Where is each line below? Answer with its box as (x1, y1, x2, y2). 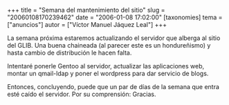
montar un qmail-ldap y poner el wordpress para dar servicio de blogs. (7, 69, 209, 77)
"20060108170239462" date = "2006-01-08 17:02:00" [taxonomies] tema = (7, 13, 223, 21)
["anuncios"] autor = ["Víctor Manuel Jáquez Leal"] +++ (7, 21, 167, 28)
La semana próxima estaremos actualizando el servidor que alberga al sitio (7, 34, 221, 42)
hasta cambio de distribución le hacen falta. (7, 48, 132, 57)
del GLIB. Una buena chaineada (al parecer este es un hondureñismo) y (7, 41, 211, 49)
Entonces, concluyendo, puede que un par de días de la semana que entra (7, 83, 220, 90)
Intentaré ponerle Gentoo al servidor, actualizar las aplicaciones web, (7, 62, 205, 70)
